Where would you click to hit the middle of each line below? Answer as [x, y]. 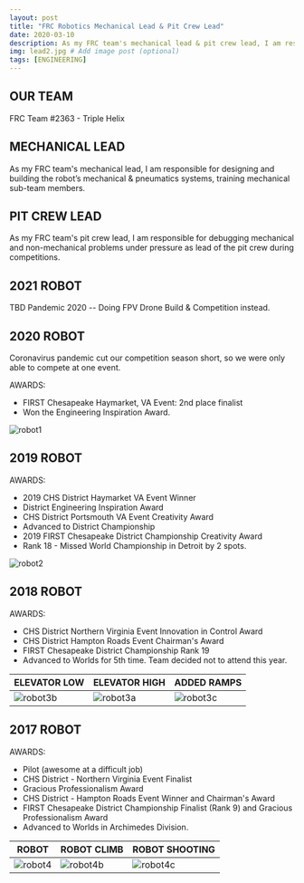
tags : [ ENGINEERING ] [48, 60]
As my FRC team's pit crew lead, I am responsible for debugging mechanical [152, 238]
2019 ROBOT [46, 458]
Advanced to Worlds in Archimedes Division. [105, 827]
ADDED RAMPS [208, 682]
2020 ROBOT [47, 336]
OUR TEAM [42, 96]
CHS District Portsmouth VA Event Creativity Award [118, 516]
